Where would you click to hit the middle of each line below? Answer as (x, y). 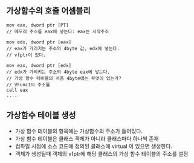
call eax (17, 90)
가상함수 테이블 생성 (41, 116)
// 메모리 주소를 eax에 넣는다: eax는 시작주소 (58, 31)
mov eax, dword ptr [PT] (37, 25)
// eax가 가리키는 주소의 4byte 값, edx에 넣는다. (63, 48)
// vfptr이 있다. (26, 55)
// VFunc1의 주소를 (28, 85)
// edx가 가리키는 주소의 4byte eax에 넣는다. (58, 72)
